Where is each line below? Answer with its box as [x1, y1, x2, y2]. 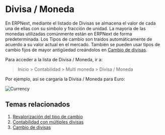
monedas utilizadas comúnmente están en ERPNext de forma [5, 31, 132, 37]
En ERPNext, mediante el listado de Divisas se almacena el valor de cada [5, 20, 156, 26]
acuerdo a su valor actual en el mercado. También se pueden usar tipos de [5, 41, 160, 47]
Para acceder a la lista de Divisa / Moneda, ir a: [5, 56, 103, 62]
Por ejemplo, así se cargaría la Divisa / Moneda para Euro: [5, 76, 125, 82]
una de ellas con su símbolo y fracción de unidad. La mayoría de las [5, 25, 146, 31]
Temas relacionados [5, 100, 70, 109]
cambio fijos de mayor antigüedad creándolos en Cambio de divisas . [5, 47, 147, 53]
